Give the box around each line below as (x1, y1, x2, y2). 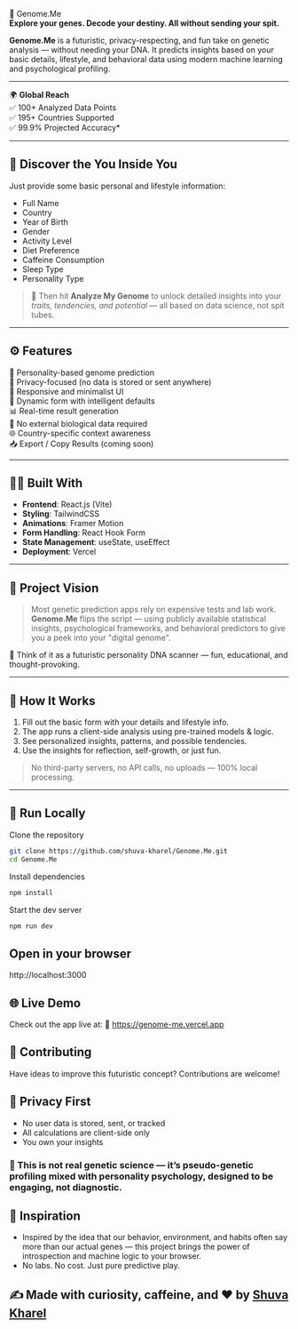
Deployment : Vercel (21, 547, 97, 557)
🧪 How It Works (9, 693, 96, 709)
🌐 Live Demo (9, 996, 82, 1011)
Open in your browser (9, 946, 131, 961)
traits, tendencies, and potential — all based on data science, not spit (30, 300, 285, 310)
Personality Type (21, 273, 84, 284)
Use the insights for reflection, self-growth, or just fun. (21, 745, 222, 756)
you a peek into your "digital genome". (30, 632, 171, 644)
